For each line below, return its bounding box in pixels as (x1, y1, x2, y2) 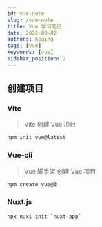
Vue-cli (7, 150, 33, 160)
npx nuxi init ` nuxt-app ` (7, 212, 81, 220)
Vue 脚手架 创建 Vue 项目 (23, 167, 96, 175)
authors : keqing (7, 36, 54, 43)
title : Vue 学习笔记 (7, 23, 62, 30)
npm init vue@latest (7, 134, 67, 141)
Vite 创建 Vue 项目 (23, 120, 76, 129)
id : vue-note (7, 10, 45, 17)
